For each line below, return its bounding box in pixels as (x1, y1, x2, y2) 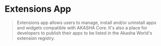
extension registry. (16, 35, 55, 41)
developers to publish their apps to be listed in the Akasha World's (16, 30, 153, 36)
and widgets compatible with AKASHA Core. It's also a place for (16, 24, 147, 30)
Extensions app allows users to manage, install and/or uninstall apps (16, 20, 157, 25)
